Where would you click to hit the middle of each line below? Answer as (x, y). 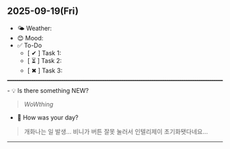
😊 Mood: (30, 38)
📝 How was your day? (48, 117)
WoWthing (38, 104)
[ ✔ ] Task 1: (44, 53)
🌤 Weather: (35, 28)
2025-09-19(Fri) (43, 11)
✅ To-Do (29, 45)
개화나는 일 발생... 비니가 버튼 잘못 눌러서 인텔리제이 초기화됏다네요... (116, 131)
